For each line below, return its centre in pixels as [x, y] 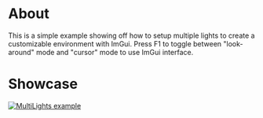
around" [21, 52]
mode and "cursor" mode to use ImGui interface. [115, 52]
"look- [233, 43]
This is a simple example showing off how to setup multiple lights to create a [131, 35]
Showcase [43, 84]
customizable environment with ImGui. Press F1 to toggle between [115, 43]
